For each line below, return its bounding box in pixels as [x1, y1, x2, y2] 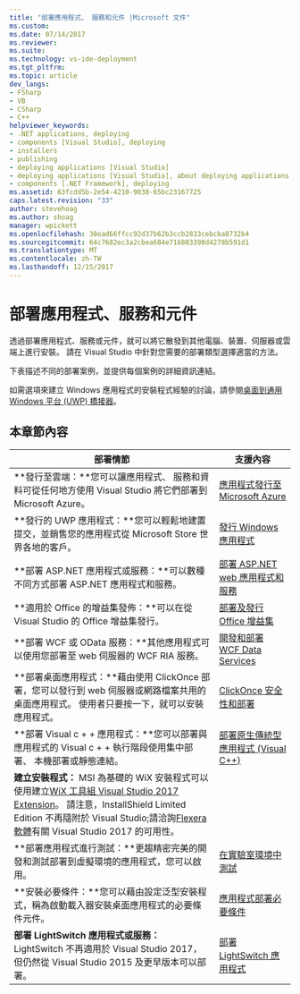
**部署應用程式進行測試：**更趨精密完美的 [13, 842, 198, 854]
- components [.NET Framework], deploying [9, 180, 170, 189]
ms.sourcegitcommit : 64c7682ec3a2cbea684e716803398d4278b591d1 [9, 238, 250, 247]
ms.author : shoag [9, 212, 74, 222]
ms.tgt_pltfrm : [9, 64, 66, 72]
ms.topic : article [9, 72, 78, 81]
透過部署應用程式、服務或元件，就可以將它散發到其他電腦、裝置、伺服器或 [9, 335, 283, 345]
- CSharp [9, 105, 42, 114]
